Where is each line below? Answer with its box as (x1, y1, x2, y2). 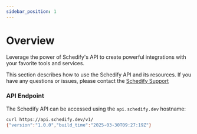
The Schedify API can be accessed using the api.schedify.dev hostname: (6, 105, 186, 112)
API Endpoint (6, 92, 44, 100)
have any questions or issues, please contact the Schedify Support (6, 77, 169, 84)
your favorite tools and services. (6, 59, 84, 66)
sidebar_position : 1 (6, 8, 57, 15)
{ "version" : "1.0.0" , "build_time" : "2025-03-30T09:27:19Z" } (6, 122, 152, 128)
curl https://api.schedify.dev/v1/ (6, 116, 94, 122)
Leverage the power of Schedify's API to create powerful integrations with (6, 53, 186, 61)
